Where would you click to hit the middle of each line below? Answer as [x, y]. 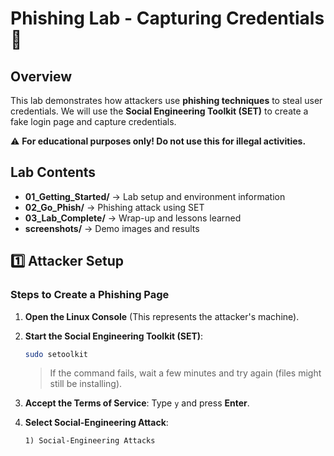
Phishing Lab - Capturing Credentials [167, 18]
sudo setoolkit [56, 354]
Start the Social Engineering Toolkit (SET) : [114, 336]
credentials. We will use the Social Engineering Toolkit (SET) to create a [159, 111]
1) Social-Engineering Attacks [90, 441]
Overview [41, 76]
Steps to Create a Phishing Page [90, 295]
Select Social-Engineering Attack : [96, 423]
